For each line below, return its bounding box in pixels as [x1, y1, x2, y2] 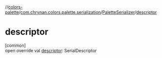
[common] [5, 42, 26, 48]
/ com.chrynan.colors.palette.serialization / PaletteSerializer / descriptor [18, 9, 157, 15]
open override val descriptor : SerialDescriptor [5, 47, 97, 53]
